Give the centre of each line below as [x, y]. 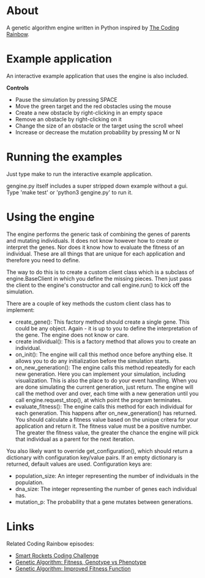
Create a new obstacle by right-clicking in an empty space [89, 112]
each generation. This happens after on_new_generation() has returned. [106, 413]
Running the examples [64, 157]
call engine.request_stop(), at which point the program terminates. [99, 400]
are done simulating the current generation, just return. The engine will [104, 387]
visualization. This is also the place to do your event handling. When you [106, 380]
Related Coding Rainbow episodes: [50, 544]
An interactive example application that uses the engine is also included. [97, 76]
